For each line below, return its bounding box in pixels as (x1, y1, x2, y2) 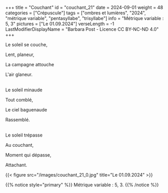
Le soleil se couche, (5, 42, 48, 48)
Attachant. (5, 162, 27, 168)
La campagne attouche (5, 62, 54, 67)
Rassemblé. (5, 117, 30, 123)
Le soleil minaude (5, 87, 43, 93)
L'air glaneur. (5, 71, 33, 78)
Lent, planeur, (5, 51, 34, 57)
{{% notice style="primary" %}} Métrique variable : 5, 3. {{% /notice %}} (5, 182, 159, 188)
